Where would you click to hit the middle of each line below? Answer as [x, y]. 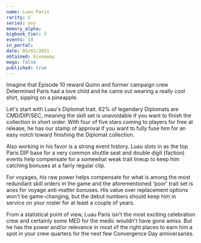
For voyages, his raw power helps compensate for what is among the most [98, 177]
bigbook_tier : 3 [26, 34]
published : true [26, 68]
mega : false [21, 62]
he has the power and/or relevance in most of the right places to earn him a [100, 227]
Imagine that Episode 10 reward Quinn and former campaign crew [87, 85]
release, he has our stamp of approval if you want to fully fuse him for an [96, 128]
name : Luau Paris [28, 12]
